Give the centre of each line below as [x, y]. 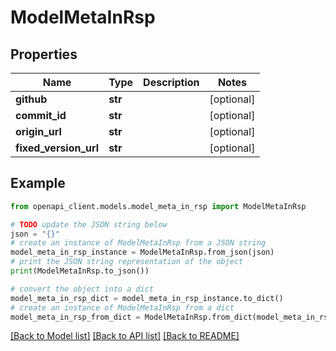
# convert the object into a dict [82, 289]
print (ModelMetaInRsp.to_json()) [80, 271]
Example [38, 183]
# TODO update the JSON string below [89, 224]
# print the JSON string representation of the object [127, 262]
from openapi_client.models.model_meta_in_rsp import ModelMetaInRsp [158, 206]
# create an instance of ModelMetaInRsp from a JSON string [138, 243]
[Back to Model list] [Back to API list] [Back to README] [125, 336]
